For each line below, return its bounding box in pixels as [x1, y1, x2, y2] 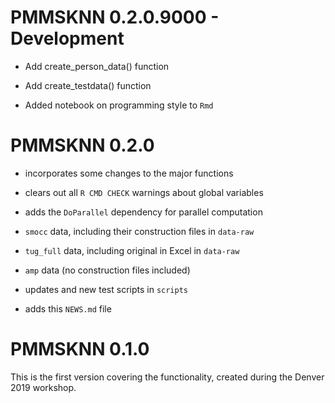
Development [10, 27, 125, 50]
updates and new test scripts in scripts [24, 283, 188, 295]
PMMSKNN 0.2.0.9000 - [10, 6, 220, 29]
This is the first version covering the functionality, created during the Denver [10, 371, 325, 383]
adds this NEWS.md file [24, 302, 112, 315]
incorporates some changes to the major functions [24, 167, 234, 179]
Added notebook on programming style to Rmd [24, 99, 214, 111]
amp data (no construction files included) [24, 264, 191, 276]
